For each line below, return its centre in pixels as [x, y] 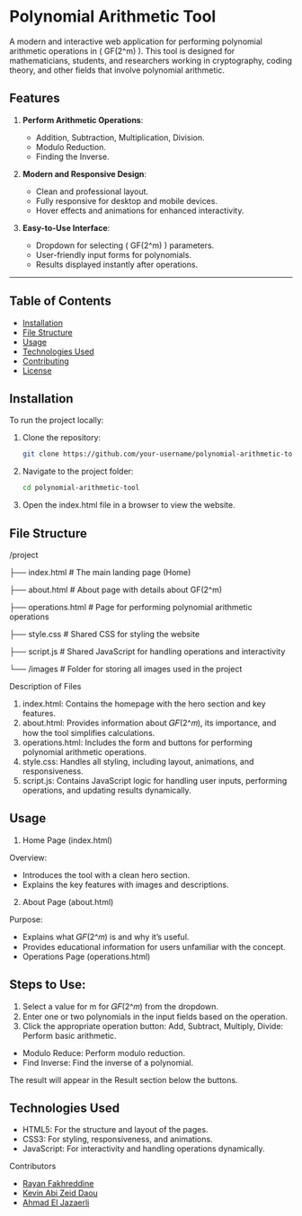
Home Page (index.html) [67, 840]
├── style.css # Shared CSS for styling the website [105, 634]
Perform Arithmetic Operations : [83, 120]
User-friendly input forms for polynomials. [113, 254]
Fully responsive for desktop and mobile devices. [127, 200]
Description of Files [45, 686]
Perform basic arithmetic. [69, 1035]
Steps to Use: [48, 985]
